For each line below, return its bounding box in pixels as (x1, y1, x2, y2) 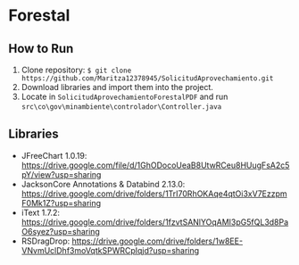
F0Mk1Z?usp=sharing (21, 197, 102, 208)
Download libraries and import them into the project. (21, 82, 213, 92)
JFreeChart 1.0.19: (21, 150, 87, 161)
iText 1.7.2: (21, 207, 60, 218)
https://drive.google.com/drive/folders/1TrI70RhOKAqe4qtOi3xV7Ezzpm (21, 188, 287, 199)
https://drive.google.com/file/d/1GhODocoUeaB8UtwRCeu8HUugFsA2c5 (21, 160, 290, 170)
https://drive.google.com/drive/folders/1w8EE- (71, 236, 243, 246)
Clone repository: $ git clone (21, 64, 132, 75)
